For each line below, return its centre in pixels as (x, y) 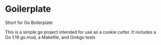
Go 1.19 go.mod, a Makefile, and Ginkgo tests (50, 37)
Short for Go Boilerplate (29, 22)
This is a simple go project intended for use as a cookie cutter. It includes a (81, 32)
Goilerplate (28, 9)
